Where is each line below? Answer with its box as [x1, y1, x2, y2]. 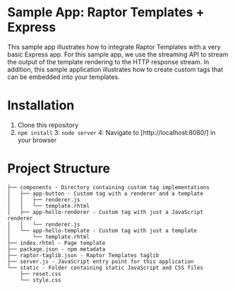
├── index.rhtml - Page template [7, 239, 106, 247]
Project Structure [7, 160, 111, 177]
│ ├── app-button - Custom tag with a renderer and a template [7, 190, 203, 197]
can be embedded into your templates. [7, 72, 120, 81]
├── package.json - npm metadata [7, 245, 106, 253]
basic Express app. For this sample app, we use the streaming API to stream [7, 50, 229, 59]
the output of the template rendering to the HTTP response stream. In [7, 57, 210, 66]
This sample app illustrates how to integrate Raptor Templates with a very [7, 42, 221, 51]
